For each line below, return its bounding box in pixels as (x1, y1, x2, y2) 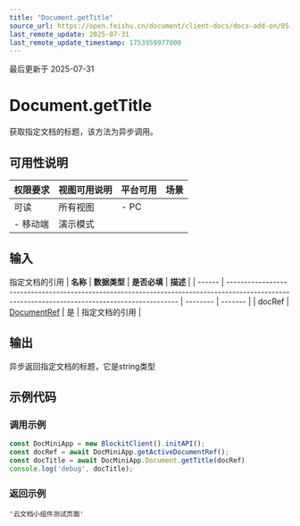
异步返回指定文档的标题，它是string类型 (9, 361, 156, 371)
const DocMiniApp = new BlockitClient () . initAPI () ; (9, 439, 205, 448)
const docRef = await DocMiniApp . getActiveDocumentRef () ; (9, 448, 229, 457)
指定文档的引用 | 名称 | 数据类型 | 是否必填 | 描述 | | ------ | (9, 276, 225, 287)
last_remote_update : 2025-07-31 (9, 30, 129, 38)
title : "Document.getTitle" (9, 13, 114, 22)
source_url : (9, 21, 54, 30)
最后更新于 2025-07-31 (9, 64, 95, 74)
